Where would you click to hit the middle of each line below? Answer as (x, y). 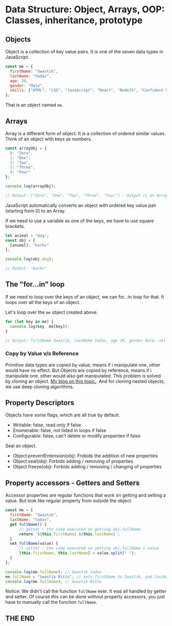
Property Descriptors (40, 403)
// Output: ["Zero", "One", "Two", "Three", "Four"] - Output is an (80, 195)
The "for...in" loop (35, 284)
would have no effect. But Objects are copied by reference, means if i (79, 370)
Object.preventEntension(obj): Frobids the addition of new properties (85, 456)
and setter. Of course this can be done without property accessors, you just (85, 597)
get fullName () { (28, 524)
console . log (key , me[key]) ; (40, 326)
